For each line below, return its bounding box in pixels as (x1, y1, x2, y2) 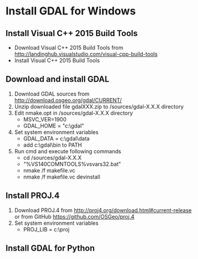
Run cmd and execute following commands (14, 147, 121, 154)
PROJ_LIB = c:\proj (23, 225, 70, 233)
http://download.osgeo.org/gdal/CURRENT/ (14, 96, 122, 103)
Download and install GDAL (5, 74, 109, 85)
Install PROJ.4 (5, 190, 60, 201)
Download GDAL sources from (14, 90, 90, 97)
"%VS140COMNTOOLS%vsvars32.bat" (23, 160, 121, 168)
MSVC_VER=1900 (23, 115, 67, 123)
